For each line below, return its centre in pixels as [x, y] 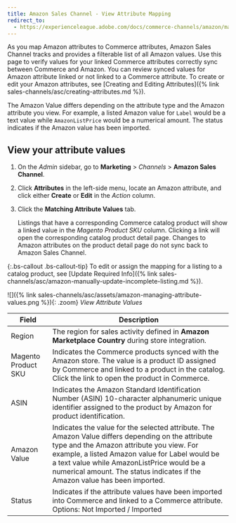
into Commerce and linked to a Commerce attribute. [138, 500]
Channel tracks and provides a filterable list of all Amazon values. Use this [114, 54]
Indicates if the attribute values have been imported [137, 492]
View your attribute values [66, 150]
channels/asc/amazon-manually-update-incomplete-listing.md [98, 282]
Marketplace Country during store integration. [130, 341]
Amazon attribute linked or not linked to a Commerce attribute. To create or [116, 77]
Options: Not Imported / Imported [107, 510]
